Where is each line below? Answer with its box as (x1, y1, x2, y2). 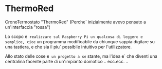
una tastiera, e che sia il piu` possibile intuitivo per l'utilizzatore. (5, 44, 132, 50)
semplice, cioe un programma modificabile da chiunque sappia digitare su (5, 38, 155, 44)
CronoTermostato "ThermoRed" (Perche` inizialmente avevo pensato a (5, 19, 146, 25)
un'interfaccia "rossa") (5, 24, 51, 30)
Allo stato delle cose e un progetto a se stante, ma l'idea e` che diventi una (5, 53, 158, 59)
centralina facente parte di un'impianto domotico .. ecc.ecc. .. (5, 58, 128, 64)
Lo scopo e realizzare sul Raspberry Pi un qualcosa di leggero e (5, 34, 143, 39)
